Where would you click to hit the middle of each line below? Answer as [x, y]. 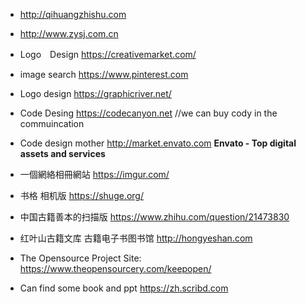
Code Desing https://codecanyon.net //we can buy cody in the [148, 113]
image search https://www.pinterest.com [104, 74]
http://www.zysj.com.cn [69, 33]
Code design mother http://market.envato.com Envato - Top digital [158, 143]
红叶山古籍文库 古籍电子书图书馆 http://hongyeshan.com [136, 238]
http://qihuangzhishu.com [73, 14]
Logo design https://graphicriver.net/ [95, 93]
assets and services [62, 153]
